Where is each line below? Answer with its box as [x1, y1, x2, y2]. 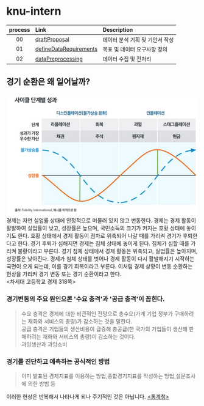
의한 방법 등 [27, 380, 56, 388]
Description [102, 26, 133, 34]
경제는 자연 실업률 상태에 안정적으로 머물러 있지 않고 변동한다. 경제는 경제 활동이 [6, 217, 197, 224]
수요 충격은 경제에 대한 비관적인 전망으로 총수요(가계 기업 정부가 [21, 310, 174, 317]
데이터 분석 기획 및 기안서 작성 [102, 35, 174, 43]
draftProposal [35, 35, 70, 43]
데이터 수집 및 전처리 [102, 55, 152, 62]
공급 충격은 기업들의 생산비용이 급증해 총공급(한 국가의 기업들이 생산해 [21, 325, 188, 333]
